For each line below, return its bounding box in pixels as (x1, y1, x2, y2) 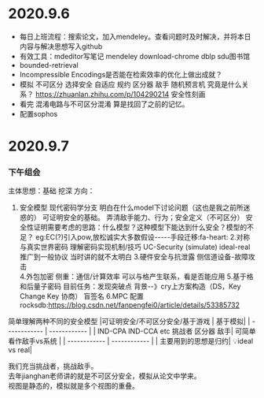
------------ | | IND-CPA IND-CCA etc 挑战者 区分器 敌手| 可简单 (49, 326, 256, 336)
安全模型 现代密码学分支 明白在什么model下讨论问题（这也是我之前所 (19, 203, 244, 213)
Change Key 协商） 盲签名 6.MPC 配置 (19, 292, 144, 301)
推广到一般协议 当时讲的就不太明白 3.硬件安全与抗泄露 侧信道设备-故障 (19, 252, 249, 262)
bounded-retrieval (19, 60, 79, 69)
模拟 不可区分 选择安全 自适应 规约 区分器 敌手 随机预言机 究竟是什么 (19, 80, 242, 89)
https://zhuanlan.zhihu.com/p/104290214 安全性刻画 (35, 89, 206, 99)
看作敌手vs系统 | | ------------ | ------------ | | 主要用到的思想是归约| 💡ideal (8, 337, 254, 346)
